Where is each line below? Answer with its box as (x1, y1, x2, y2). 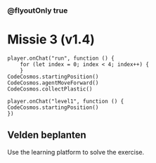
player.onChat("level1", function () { (7, 98, 124, 105)
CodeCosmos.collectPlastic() (7, 85, 93, 93)
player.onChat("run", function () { (7, 55, 115, 62)
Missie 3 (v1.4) (7, 32, 95, 48)
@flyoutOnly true (7, 6, 68, 15)
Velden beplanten (7, 129, 86, 141)
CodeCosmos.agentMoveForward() (7, 79, 99, 86)
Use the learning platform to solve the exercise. (7, 148, 145, 156)
